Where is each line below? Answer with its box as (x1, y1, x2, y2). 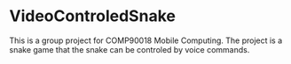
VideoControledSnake (9, 6, 176, 26)
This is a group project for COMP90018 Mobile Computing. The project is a (9, 35, 283, 46)
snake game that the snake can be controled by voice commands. (9, 44, 250, 54)
